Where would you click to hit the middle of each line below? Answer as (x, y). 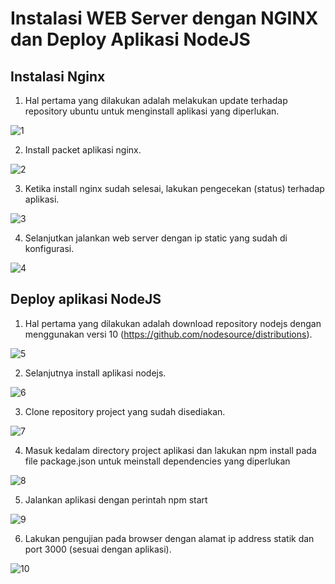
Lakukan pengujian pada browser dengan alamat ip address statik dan (169, 538)
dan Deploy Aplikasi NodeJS (130, 39)
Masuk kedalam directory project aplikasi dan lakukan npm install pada (170, 450)
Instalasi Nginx (58, 76)
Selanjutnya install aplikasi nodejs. (95, 373)
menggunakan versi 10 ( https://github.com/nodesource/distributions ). (168, 334)
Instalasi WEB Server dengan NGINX (164, 18)
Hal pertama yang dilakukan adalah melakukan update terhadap (156, 100)
